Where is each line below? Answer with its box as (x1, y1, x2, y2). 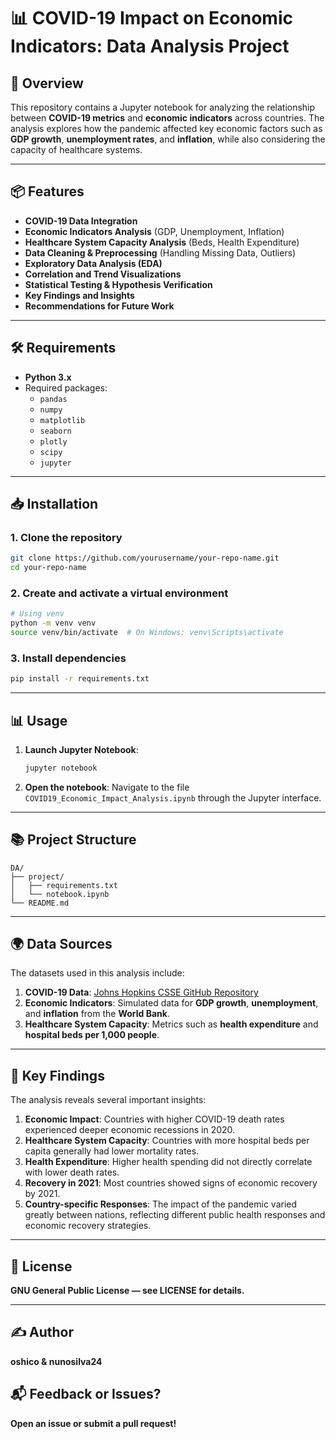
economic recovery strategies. (24, 1220, 152, 1232)
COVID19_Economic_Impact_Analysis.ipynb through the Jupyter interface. (24, 791, 322, 804)
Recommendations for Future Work (24, 300, 175, 312)
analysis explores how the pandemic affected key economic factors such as (10, 123, 323, 134)
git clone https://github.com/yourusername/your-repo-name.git (10, 553, 280, 564)
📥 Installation (10, 496, 99, 513)
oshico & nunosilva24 (10, 1355, 103, 1367)
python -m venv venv (10, 618, 97, 629)
